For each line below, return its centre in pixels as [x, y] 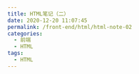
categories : [25, 33]
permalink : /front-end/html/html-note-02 [70, 27]
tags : [15, 54]
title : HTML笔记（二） [38, 14]
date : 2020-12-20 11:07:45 [47, 20]
